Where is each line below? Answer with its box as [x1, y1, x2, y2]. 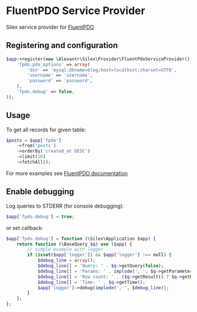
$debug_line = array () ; [37, 257, 96, 263]
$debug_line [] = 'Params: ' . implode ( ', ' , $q [37, 268, 157, 274]
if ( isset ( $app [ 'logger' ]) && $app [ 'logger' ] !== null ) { [27, 252, 172, 258]
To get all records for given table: [6, 126, 86, 133]
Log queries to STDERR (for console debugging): [6, 202, 124, 209]
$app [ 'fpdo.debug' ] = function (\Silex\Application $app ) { [6, 236, 157, 242]
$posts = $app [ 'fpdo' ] [6, 137, 62, 143]
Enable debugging [6, 186, 74, 197]
